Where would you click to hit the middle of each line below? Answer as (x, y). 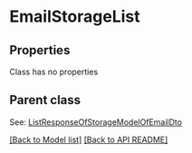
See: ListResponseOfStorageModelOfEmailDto (96, 122)
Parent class (45, 100)
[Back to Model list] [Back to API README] (89, 139)
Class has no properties (54, 72)
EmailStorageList (75, 17)
